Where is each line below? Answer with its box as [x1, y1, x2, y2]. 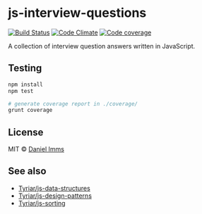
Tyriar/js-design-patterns [18, 191, 93, 200]
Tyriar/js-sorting [18, 199, 66, 207]
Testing [8, 62, 42, 75]
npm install [8, 81, 43, 88]
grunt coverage [8, 107, 53, 114]
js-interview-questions [8, 5, 147, 21]
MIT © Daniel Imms [8, 145, 64, 153]
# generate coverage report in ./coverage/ [8, 100, 138, 107]
